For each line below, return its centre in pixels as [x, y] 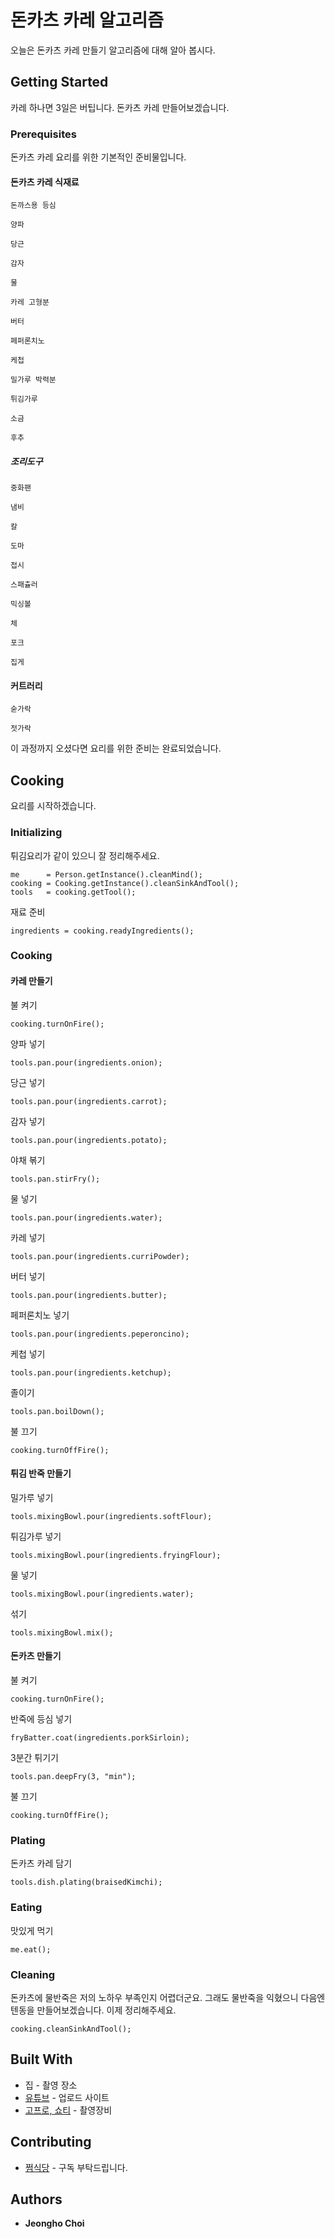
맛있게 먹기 [32, 1930]
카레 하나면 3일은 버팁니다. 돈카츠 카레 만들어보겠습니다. [120, 107]
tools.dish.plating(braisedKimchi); [86, 1882]
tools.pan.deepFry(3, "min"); [73, 1777]
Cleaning [33, 1974]
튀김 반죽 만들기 [41, 1473]
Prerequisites [43, 134]
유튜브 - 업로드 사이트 [67, 2097]
